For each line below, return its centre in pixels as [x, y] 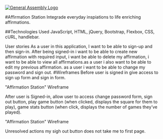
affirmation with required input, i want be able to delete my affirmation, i [77, 57]
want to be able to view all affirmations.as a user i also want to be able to [78, 62]
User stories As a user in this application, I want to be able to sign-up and [79, 46]
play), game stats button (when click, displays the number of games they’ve [81, 107]
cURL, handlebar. [22, 37]
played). [13, 112]
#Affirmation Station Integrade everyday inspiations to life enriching [73, 17]
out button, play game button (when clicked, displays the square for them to [81, 102]
